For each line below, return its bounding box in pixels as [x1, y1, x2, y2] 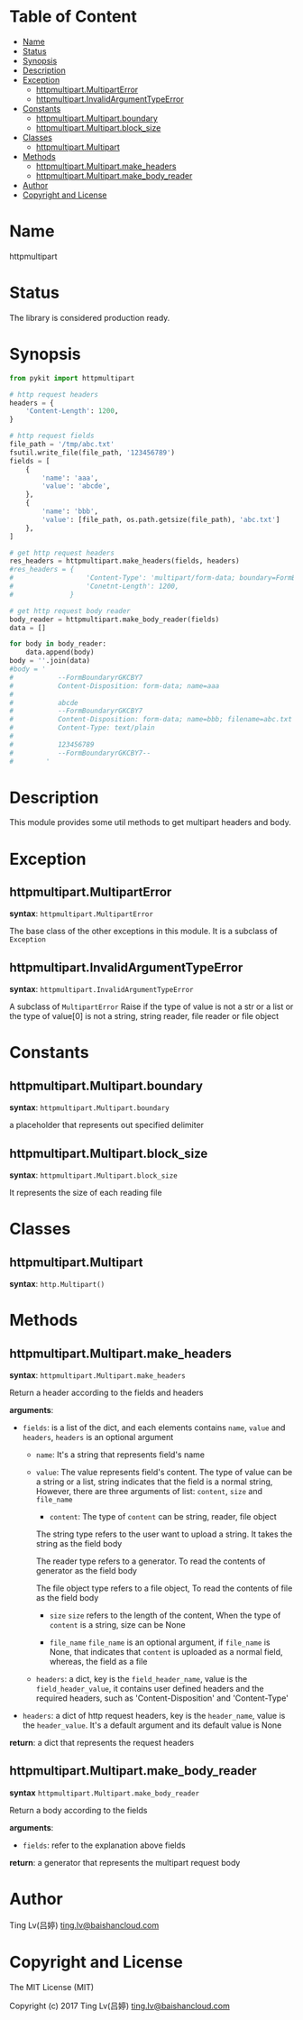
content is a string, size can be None [49, 1620, 187, 1630]
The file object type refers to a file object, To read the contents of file [35, 1583, 293, 1593]
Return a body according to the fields [9, 1804, 148, 1815]
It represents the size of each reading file [9, 1188, 162, 1198]
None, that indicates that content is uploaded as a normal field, [49, 1647, 283, 1657]
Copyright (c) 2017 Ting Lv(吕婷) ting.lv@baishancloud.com [9, 2000, 230, 2011]
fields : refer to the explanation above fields [22, 1840, 187, 1850]
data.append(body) [25, 647, 95, 657]
